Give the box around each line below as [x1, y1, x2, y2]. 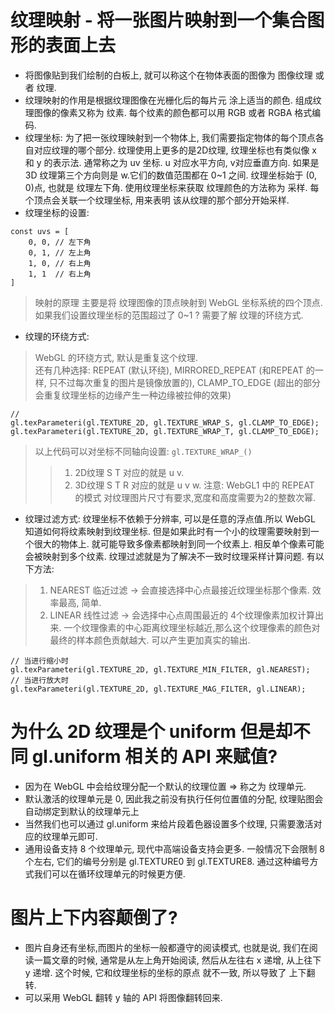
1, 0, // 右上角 [28, 258, 92, 268]
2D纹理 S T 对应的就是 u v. [74, 466, 185, 478]
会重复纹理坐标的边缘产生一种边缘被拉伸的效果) [34, 389, 232, 401]
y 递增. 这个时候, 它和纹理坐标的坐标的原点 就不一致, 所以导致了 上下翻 [24, 966, 316, 978]
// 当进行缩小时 [10, 656, 69, 666]
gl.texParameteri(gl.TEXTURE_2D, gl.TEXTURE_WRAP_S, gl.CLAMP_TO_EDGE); [10, 417, 320, 428]
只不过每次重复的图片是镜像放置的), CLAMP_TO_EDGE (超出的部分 [48, 376, 321, 388]
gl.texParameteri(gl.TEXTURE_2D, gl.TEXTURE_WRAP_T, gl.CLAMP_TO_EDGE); [10, 426, 320, 436]
